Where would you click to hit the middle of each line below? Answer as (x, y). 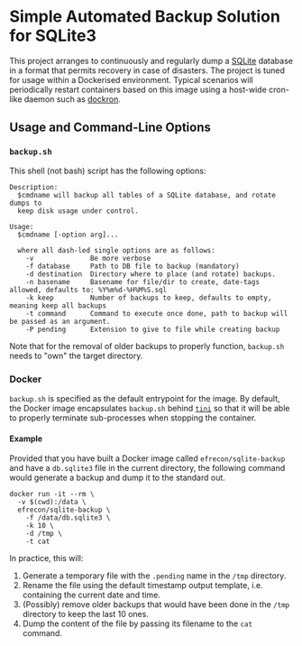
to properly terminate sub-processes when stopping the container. (133, 418)
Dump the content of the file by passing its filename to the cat (137, 623)
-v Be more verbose (88, 258)
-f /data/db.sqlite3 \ (68, 518)
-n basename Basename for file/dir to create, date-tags (142, 281)
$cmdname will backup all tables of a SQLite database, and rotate (147, 195)
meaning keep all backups (58, 305)
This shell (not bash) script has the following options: (108, 171)
